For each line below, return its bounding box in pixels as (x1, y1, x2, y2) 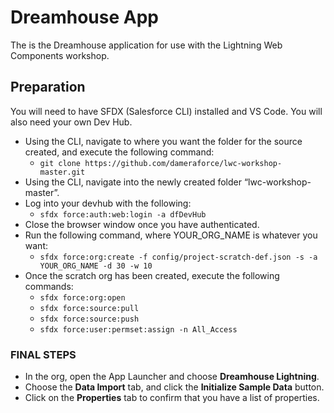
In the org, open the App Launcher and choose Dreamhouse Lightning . (24, 371, 320, 383)
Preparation (10, 79, 86, 96)
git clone (39, 158, 82, 168)
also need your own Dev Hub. (10, 116, 133, 128)
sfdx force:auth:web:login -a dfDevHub (39, 209, 207, 220)
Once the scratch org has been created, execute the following (24, 269, 280, 281)
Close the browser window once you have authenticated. (24, 218, 260, 230)
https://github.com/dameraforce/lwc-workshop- (84, 158, 283, 168)
